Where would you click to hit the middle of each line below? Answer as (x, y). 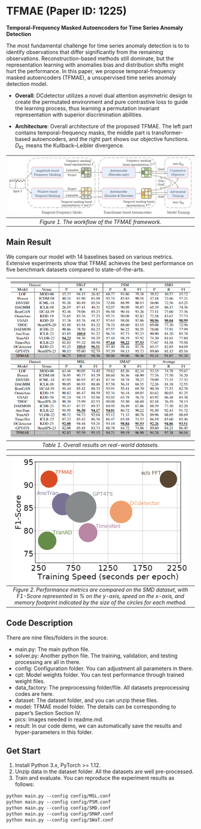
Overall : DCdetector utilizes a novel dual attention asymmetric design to (103, 95)
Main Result (29, 242)
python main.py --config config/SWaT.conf (60, 820)
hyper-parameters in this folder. (54, 732)
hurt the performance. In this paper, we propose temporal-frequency (91, 71)
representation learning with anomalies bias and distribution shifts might (95, 65)
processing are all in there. (48, 662)
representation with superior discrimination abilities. (79, 115)
